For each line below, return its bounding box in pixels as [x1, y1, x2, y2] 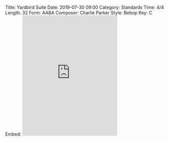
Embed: [5, 131, 22, 137]
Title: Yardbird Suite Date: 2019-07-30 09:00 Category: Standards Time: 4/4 [5, 5, 164, 10]
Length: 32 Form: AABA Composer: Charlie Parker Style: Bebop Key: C [5, 10, 153, 16]
